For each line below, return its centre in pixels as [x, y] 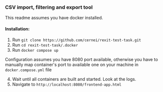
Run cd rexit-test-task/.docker [45, 45]
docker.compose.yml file [28, 70]
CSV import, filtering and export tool [49, 7]
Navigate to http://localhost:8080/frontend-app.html [67, 84]
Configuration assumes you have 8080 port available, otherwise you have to [81, 59]
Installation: [18, 29]
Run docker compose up [35, 50]
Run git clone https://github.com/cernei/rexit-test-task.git [77, 40]
